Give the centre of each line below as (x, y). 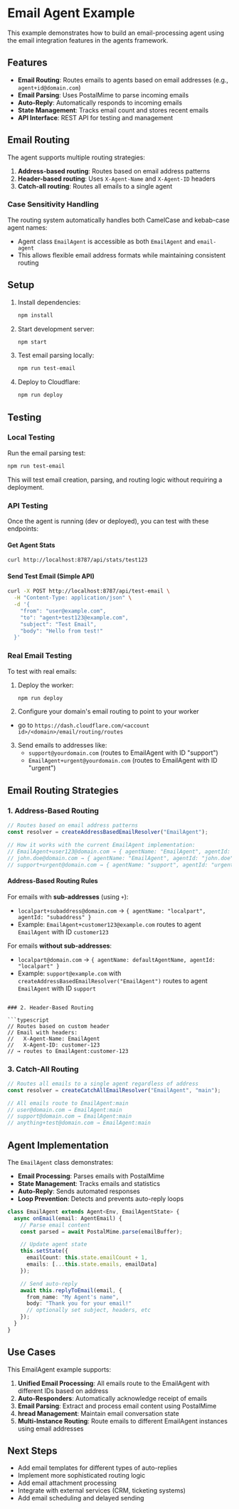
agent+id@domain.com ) (49, 88)
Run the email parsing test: (47, 452)
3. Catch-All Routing (43, 1069)
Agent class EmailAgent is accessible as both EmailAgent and (106, 241)
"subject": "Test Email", (59, 624)
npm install (35, 315)
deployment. (26, 487)
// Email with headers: (43, 1032)
